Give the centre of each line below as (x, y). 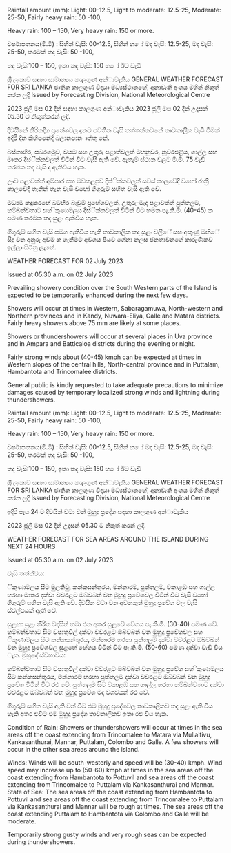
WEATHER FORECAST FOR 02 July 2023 (65, 261)
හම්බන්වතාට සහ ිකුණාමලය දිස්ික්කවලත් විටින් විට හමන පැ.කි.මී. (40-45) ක (110, 210)
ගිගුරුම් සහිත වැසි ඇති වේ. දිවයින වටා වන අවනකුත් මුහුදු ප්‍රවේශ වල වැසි (102, 603)
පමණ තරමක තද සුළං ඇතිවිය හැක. (53, 218)
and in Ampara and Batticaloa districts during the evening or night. (101, 343)
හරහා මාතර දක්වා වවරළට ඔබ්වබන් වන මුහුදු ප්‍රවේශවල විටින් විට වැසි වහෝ (108, 595)
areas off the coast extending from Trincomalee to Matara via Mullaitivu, (110, 734)
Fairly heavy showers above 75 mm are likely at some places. (94, 323)
